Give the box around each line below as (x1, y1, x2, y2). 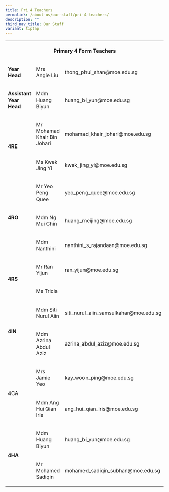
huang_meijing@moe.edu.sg (64, 217, 132, 224)
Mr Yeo (36, 183, 53, 190)
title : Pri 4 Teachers (5, 7, 53, 13)
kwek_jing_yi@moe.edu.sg (64, 162, 127, 169)
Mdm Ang (36, 399, 59, 406)
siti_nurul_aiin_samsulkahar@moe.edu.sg (64, 309, 162, 316)
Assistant (8, 90, 32, 97)
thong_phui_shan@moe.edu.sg (64, 69, 138, 76)
